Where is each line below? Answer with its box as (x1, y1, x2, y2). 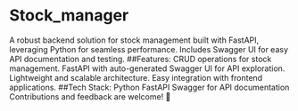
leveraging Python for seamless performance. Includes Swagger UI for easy (9, 44, 288, 54)
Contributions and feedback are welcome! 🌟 (9, 91, 171, 102)
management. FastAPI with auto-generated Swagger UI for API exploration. (9, 63, 286, 74)
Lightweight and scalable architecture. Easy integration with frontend (9, 72, 263, 83)
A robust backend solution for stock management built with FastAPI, (9, 35, 260, 45)
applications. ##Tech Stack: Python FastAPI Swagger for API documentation (9, 82, 290, 92)
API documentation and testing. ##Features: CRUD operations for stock (9, 53, 272, 64)
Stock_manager (9, 5, 129, 26)
